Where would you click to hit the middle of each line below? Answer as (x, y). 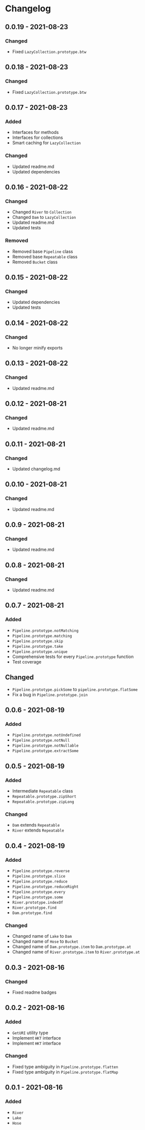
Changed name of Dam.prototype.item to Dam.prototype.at (72, 947)
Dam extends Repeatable (36, 825)
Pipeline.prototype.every (39, 892)
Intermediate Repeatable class (43, 791)
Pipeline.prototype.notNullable (45, 746)
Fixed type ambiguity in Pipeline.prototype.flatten (65, 1067)
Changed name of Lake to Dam (42, 936)
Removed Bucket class (35, 262)
